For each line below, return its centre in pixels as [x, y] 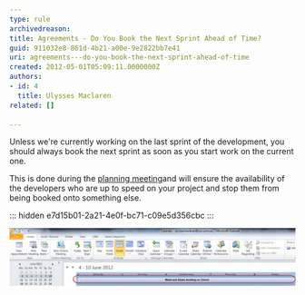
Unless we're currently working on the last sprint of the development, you [147, 142]
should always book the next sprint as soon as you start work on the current [152, 152]
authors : [26, 77]
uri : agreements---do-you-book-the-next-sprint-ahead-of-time [129, 58]
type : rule [30, 19]
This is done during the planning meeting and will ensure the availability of [147, 179]
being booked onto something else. [76, 198]
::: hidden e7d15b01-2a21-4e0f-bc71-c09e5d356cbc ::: [112, 216]
